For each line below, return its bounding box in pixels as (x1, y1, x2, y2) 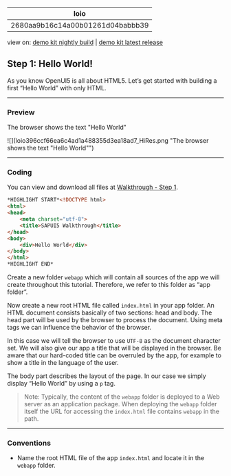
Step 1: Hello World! (7, 58, 93, 70)
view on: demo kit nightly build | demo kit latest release (7, 38, 164, 46)
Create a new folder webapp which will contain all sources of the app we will (7, 273, 220, 281)
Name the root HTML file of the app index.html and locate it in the (16, 454, 205, 462)
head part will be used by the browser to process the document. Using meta (7, 316, 223, 324)
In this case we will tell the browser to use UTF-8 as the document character (7, 337, 221, 345)
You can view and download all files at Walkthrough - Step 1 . (7, 183, 179, 192)
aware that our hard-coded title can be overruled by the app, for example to (7, 351, 222, 359)
